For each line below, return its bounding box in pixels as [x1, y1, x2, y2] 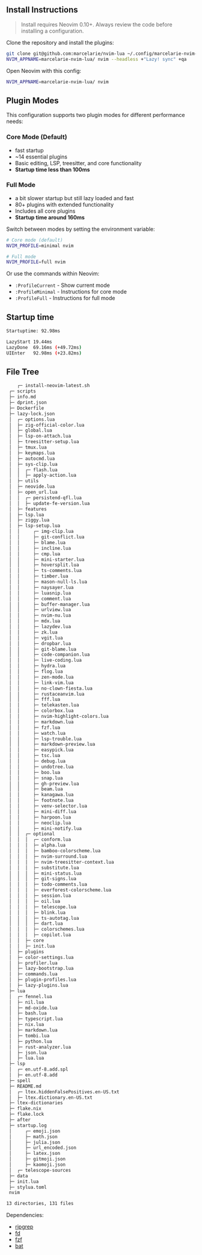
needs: [6, 118, 23, 125]
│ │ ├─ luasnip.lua [8, 590, 71, 596]
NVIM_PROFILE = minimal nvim [6, 242, 74, 249]
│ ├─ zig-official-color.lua [8, 422, 85, 428]
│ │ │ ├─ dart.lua [8, 920, 63, 927]
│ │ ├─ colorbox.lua [8, 708, 74, 714]
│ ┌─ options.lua [8, 416, 55, 423]
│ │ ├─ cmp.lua [8, 551, 61, 557]
